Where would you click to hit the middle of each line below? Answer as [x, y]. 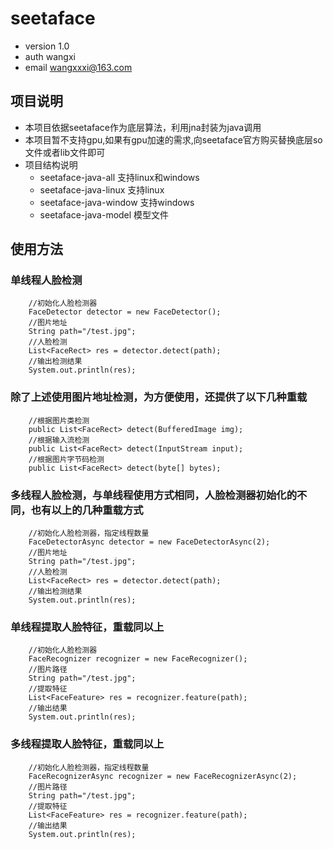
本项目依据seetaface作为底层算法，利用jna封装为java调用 [143, 127]
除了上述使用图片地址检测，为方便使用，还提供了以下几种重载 [159, 397]
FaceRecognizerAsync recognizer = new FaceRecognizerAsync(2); [163, 776]
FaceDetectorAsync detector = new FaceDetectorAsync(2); [149, 542]
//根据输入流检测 [59, 440]
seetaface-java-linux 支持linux [102, 189]
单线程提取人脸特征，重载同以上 [87, 627]
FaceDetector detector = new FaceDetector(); [125, 312]
